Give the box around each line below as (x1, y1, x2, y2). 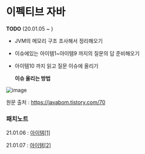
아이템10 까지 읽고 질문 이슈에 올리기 (14, 62, 99, 69)
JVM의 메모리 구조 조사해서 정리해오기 (14, 37, 103, 44)
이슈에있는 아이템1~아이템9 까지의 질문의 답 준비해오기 (14, 49, 140, 56)
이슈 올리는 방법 (14, 75, 51, 82)
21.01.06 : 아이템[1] (6, 129, 51, 136)
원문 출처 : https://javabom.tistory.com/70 (6, 98, 106, 106)
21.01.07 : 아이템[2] (6, 142, 51, 149)
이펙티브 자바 (6, 5, 66, 19)
